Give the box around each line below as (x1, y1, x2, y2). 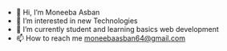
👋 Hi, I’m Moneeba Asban (15, 8, 100, 17)
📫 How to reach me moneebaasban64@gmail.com (15, 33, 186, 43)
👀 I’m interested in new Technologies (15, 16, 138, 25)
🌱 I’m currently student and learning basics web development (15, 25, 219, 33)
